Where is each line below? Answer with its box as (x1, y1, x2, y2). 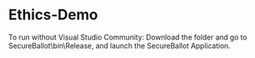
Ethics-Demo (8, 6, 98, 24)
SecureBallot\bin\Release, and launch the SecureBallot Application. (8, 40, 232, 50)
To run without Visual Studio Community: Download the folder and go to (8, 32, 248, 42)
